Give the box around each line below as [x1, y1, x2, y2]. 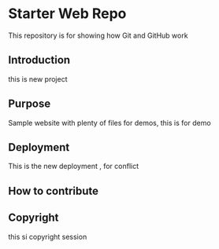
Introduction [8, 53, 71, 67]
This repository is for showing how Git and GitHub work [8, 31, 188, 40]
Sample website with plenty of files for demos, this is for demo [8, 118, 211, 127]
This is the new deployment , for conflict [8, 162, 139, 171]
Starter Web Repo [8, 5, 127, 23]
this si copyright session [8, 232, 87, 241]
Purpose [8, 97, 51, 111]
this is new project [8, 74, 69, 83]
